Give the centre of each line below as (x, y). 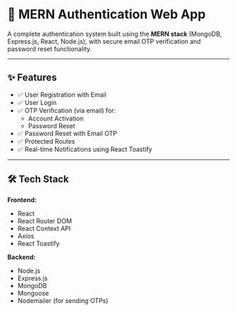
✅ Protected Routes (46, 141)
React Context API (44, 228)
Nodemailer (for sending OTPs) (63, 300)
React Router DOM (45, 220)
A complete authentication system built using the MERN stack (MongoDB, (115, 34)
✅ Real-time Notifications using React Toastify (85, 149)
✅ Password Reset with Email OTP (67, 133)
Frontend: (22, 199)
